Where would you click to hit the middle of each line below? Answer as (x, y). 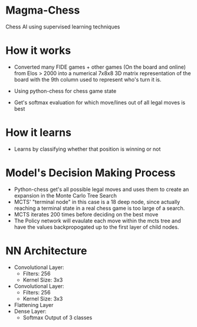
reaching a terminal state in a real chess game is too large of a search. (99, 208)
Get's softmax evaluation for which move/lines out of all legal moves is (100, 102)
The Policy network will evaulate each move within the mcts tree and (97, 221)
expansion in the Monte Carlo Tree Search (65, 195)
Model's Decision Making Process (91, 173)
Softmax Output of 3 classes (58, 318)
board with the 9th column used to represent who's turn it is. (88, 79)
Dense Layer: (30, 311)
